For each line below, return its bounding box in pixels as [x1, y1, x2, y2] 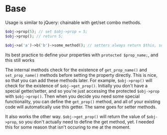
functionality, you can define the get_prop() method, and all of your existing [5, 98, 161, 105]
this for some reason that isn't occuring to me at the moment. [5, 124, 131, 130]
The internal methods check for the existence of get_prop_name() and [5, 67, 148, 73]
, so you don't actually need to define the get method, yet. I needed [16, 119, 154, 125]
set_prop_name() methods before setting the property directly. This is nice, [5, 72, 158, 78]
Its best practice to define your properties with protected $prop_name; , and [5, 52, 159, 58]
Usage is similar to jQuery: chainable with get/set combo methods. [5, 19, 142, 25]
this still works [5, 57, 35, 63]
